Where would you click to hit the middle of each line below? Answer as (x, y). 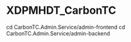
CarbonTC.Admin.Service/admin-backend (58, 33)
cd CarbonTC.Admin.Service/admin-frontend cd (66, 27)
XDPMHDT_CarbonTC (61, 10)
